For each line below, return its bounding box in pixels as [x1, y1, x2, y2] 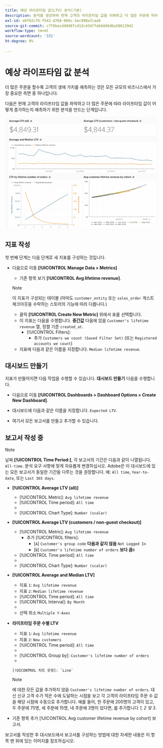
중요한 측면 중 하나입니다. [10, 90, 58, 96]
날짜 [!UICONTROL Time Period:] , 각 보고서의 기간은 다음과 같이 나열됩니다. [5, 457, 151, 463]
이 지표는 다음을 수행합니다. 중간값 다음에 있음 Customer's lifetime [19, 317, 149, 323]
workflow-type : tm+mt [5, 28, 49, 34]
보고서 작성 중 [5, 433, 44, 442]
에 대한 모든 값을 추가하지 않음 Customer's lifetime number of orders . [12, 687, 150, 692]
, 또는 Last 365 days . [14, 475, 55, 481]
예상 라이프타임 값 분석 [5, 67, 90, 78]
